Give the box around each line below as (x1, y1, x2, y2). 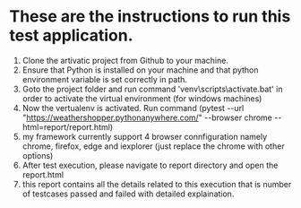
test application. (9, 25, 133, 46)
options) (21, 150, 54, 160)
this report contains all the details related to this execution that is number (21, 178, 292, 189)
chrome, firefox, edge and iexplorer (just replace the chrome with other (21, 141, 285, 152)
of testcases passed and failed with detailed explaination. (21, 188, 235, 199)
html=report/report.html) (21, 121, 114, 132)
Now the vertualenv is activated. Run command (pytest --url (21, 102, 245, 113)
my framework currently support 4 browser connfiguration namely (21, 131, 268, 142)
